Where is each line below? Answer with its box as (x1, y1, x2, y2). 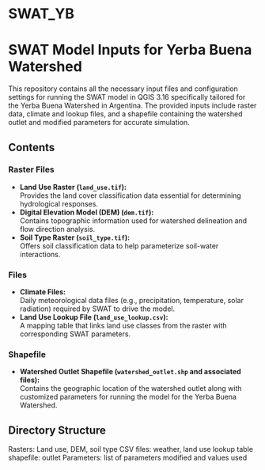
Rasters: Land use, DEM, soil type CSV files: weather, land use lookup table (8, 445, 253, 454)
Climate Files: (19, 287, 66, 297)
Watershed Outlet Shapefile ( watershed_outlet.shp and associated (19, 367, 241, 377)
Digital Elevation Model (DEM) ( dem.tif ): (19, 207, 154, 217)
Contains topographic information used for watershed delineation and (19, 215, 248, 226)
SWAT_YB (8, 5, 75, 23)
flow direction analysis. (19, 224, 96, 233)
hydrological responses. (19, 199, 99, 208)
